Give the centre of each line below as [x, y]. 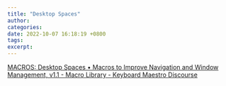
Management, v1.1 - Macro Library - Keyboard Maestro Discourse [103, 75]
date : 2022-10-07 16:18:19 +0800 [57, 34]
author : [19, 21]
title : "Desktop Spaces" [44, 14]
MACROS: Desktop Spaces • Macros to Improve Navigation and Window [113, 67]
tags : [15, 41]
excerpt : [20, 47]
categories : [25, 27]
